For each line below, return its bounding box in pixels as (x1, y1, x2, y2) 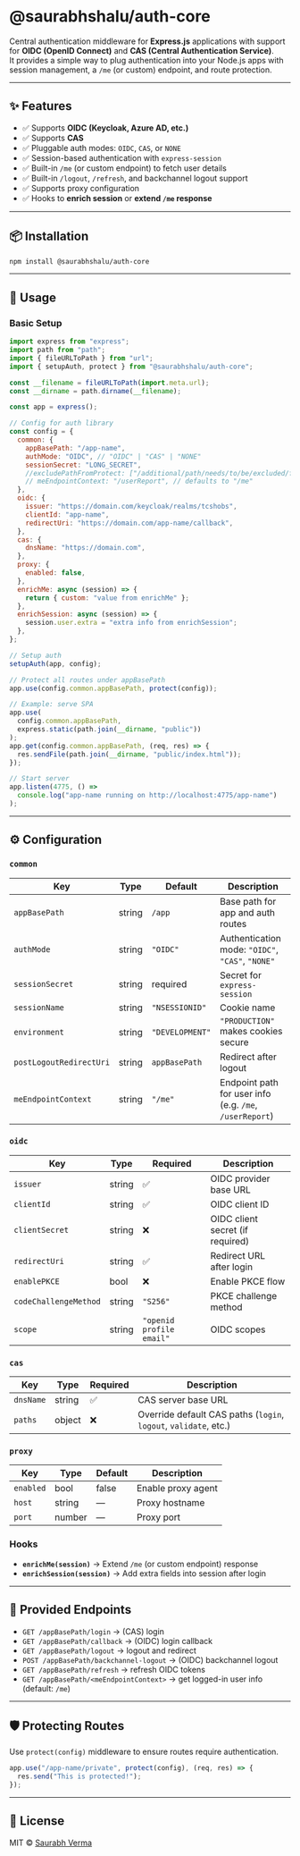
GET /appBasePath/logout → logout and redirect (21, 1645, 196, 1656)
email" (142, 1333, 171, 1343)
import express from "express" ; (9, 337, 129, 346)
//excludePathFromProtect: (25, 468, 126, 477)
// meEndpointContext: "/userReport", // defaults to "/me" (25, 477, 254, 486)
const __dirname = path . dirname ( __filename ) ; (9, 386, 181, 395)
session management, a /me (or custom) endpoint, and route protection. (9, 64, 272, 75)
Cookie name (220, 1001, 276, 1014)
